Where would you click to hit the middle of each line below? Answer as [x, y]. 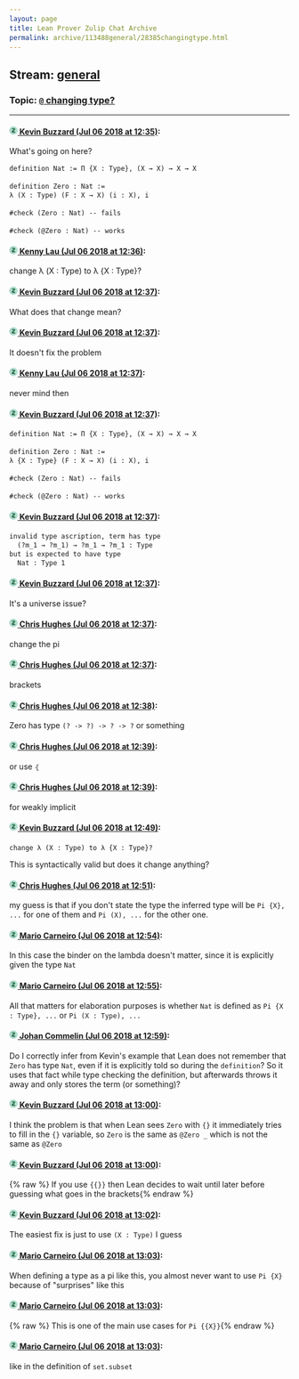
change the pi [35, 644]
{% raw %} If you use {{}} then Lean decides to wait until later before [137, 1185]
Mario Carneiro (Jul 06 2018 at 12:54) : [91, 936]
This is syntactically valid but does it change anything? [109, 864]
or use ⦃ [24, 767]
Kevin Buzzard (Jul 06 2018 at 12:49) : [90, 828]
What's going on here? [51, 151]
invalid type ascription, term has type [85, 537]
